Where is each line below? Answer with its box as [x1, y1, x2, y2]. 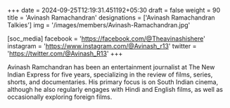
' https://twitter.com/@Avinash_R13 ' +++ [7, 49, 123, 58]
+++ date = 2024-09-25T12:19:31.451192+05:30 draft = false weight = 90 [7, 6, 220, 14]
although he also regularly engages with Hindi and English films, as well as [7, 86, 224, 93]
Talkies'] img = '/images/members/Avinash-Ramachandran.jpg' [7, 21, 191, 29]
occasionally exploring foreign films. [7, 93, 113, 101]
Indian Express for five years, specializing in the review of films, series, [7, 70, 213, 79]
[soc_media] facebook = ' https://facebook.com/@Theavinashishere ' [7, 34, 205, 43]
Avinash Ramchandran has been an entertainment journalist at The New [7, 63, 215, 71]
